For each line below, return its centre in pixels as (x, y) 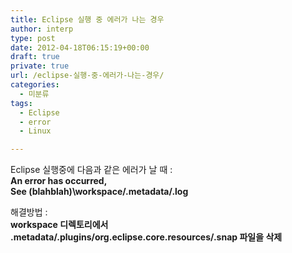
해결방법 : (29, 212)
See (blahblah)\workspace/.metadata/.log (99, 192)
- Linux (35, 131)
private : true (40, 66)
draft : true (35, 57)
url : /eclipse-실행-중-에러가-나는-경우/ (87, 76)
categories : (35, 85)
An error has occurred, (59, 181)
